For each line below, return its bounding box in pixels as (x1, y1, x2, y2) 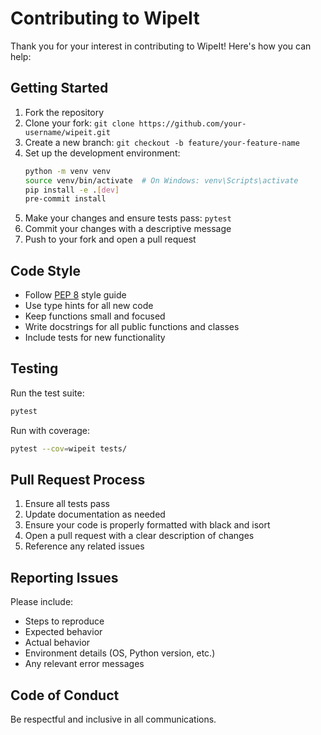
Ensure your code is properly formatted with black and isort (24, 519, 271, 531)
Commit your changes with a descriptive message (24, 223, 232, 235)
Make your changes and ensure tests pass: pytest (24, 212, 232, 224)
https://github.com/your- (138, 118, 247, 129)
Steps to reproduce (24, 615, 105, 627)
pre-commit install (24, 194, 107, 204)
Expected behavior (24, 626, 103, 638)
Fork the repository (24, 106, 105, 118)
